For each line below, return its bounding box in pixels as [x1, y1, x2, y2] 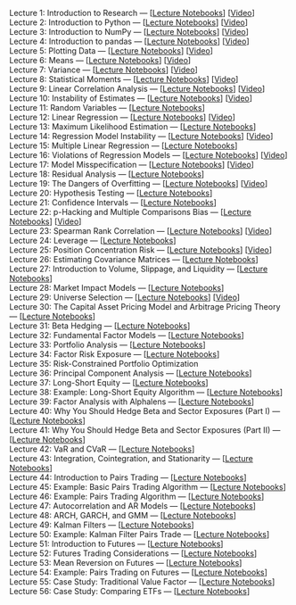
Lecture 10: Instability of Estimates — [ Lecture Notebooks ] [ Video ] [9, 93, 252, 104]
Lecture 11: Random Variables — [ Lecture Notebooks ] [9, 103, 205, 112]
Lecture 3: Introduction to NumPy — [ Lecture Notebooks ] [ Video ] [9, 27, 250, 37]
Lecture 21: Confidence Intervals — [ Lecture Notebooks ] [9, 197, 217, 208]
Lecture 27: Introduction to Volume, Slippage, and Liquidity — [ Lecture [9, 263, 268, 274]
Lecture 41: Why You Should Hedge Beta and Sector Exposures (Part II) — [9, 425, 281, 435]
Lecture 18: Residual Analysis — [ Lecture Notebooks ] [9, 169, 205, 179]
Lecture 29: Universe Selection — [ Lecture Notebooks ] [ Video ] [9, 292, 241, 302]
